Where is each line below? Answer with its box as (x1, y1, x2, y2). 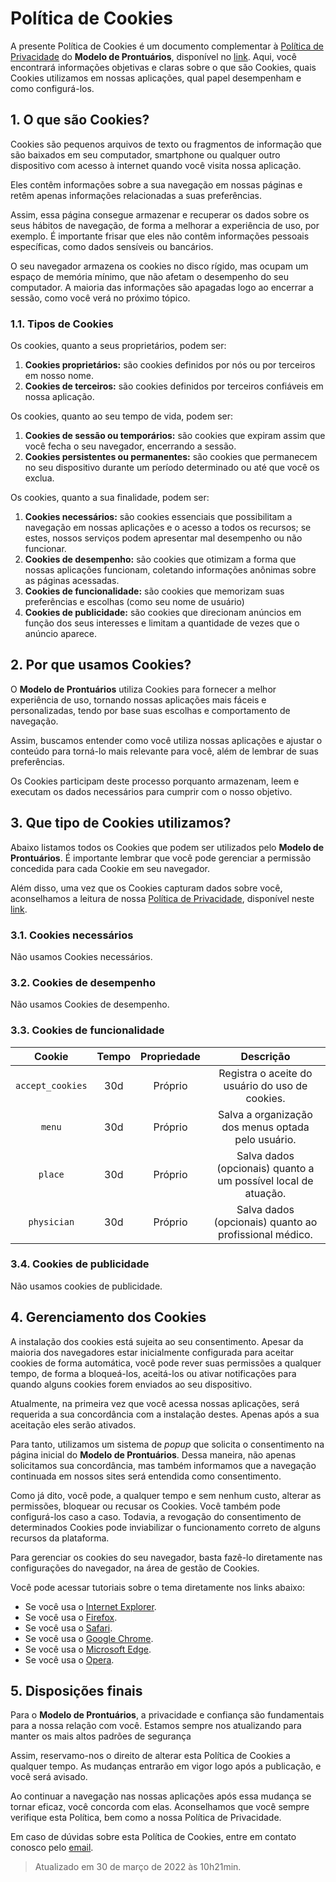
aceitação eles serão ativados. (10, 1418, 137, 1431)
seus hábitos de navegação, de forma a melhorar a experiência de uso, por (10, 219, 320, 231)
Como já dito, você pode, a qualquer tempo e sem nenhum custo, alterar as (10, 1489, 322, 1501)
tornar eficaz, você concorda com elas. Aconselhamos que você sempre (10, 1801, 310, 1813)
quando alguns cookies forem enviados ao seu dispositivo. (10, 1378, 253, 1390)
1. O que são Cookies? (10, 112, 150, 129)
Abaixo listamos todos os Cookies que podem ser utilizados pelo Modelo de (10, 841, 325, 853)
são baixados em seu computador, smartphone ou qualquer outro (10, 148, 281, 161)
